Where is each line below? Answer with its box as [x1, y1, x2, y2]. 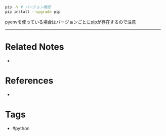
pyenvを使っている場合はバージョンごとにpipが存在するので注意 [5, 19, 136, 25]
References [5, 75, 53, 86]
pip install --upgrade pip [5, 9, 61, 14]
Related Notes [5, 41, 64, 52]
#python [12, 125, 30, 131]
